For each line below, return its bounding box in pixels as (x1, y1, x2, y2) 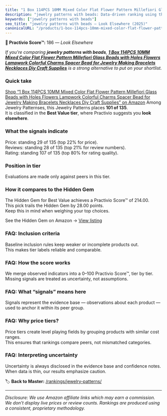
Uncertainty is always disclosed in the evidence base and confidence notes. (5, 363, 162, 369)
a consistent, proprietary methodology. (5, 405, 85, 411)
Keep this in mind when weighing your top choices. (5, 208, 110, 214)
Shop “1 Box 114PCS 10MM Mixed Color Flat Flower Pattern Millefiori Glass (5, 89, 157, 95)
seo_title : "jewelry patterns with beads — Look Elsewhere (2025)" (5, 21, 148, 26)
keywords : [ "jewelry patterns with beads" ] (5, 16, 97, 21)
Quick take (5, 78, 32, 85)
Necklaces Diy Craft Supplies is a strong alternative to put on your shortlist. (5, 65, 162, 71)
